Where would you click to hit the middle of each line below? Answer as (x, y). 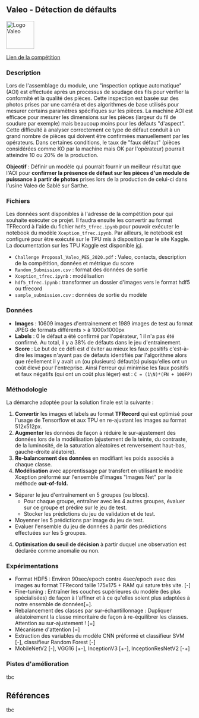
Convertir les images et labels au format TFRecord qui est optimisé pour (104, 414)
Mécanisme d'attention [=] (47, 629)
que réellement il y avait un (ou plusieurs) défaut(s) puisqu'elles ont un (101, 361)
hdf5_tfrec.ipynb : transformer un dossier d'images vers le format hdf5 (102, 283)
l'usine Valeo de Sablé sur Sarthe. (48, 186)
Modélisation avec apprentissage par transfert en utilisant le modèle (99, 471)
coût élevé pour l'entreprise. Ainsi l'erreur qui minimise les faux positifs (102, 368)
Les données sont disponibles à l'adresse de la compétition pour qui (90, 214)
